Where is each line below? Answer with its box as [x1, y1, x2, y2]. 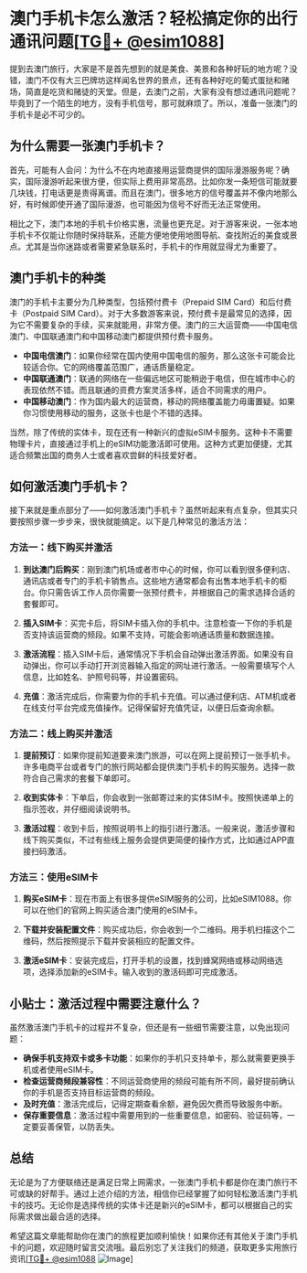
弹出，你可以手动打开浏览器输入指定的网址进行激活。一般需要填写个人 [30, 659, 295, 670]
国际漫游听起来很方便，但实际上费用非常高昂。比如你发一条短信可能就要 [25, 176, 298, 187]
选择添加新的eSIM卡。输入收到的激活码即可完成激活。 [38, 967, 243, 978]
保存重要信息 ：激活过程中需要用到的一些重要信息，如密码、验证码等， [22, 1110, 288, 1121]
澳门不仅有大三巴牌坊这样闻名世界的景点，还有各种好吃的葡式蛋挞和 [25, 74, 281, 85]
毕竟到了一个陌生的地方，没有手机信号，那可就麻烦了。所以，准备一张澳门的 [9, 97, 298, 108]
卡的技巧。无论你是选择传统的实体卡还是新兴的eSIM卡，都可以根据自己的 [9, 1199, 285, 1210]
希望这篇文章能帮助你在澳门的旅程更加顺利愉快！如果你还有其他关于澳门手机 [9, 1230, 298, 1241]
